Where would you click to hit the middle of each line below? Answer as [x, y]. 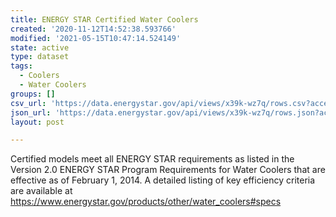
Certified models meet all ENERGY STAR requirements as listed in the [152, 159]
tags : [21, 66]
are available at [41, 191]
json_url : [31, 112]
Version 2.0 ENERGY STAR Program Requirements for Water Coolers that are [168, 170]
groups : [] [33, 94]
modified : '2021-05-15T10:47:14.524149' [96, 38]
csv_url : [28, 103]
